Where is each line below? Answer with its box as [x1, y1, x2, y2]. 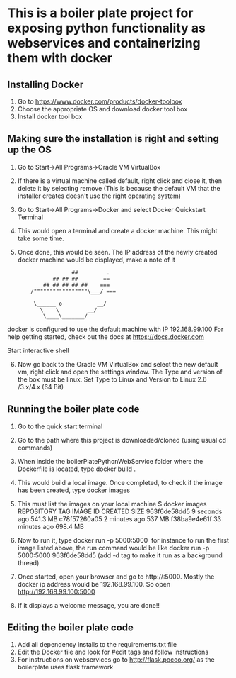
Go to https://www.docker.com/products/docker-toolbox [17, 97, 182, 106]
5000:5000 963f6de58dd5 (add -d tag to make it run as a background [17, 551, 223, 560]
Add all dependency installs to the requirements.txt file [17, 640, 177, 649]
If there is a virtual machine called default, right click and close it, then [17, 176, 223, 185]
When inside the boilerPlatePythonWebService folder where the [17, 457, 203, 465]
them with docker [7, 50, 113, 67]
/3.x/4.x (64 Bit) [17, 382, 64, 391]
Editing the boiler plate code [7, 622, 134, 634]
